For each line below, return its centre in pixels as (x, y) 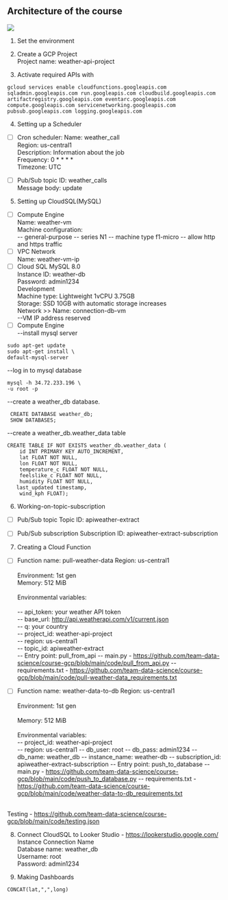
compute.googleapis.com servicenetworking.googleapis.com (91, 105)
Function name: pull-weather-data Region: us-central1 (93, 561)
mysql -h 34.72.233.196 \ (44, 383)
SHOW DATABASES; (33, 420)
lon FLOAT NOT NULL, (49, 464)
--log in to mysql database (45, 371)
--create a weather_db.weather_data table (67, 433)
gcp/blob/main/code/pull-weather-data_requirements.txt (97, 678)
